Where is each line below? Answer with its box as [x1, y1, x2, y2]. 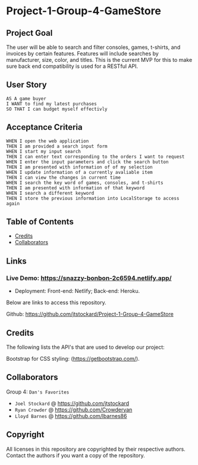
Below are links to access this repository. [6, 299, 106, 306]
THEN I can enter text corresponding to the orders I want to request [6, 154, 185, 160]
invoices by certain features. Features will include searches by [6, 50, 159, 57]
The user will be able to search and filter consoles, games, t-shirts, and [6, 43, 181, 51]
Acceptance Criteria [6, 122, 83, 132]
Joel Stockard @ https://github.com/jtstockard [14, 400, 130, 407]
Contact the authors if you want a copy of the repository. [6, 451, 146, 459]
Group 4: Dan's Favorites [6, 388, 70, 395]
